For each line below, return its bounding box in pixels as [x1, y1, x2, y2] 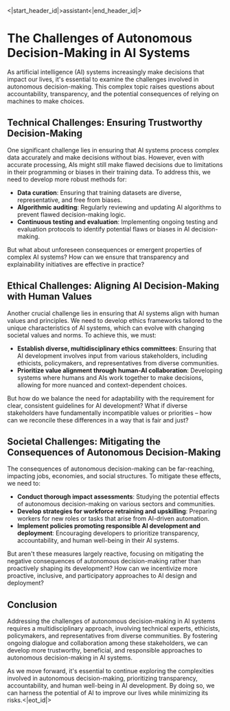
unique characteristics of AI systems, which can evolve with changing [7, 324, 205, 332]
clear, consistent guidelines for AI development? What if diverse [7, 401, 187, 409]
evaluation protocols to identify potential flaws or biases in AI [16, 225, 190, 233]
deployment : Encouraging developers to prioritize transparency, [16, 529, 200, 537]
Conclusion [7, 598, 58, 611]
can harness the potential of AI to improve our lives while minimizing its [7, 689, 209, 697]
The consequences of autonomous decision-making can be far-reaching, [7, 464, 215, 473]
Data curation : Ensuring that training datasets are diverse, [16, 188, 182, 196]
